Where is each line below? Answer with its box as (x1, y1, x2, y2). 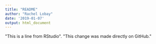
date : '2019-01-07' (5, 16, 45, 21)
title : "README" (5, 7, 38, 12)
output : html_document (5, 20, 51, 25)
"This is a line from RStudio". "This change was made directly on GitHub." (5, 33, 152, 39)
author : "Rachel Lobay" (5, 11, 53, 16)
